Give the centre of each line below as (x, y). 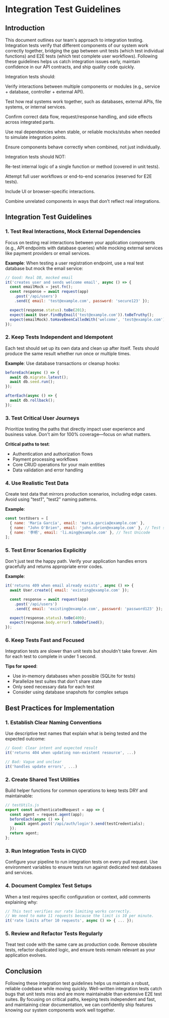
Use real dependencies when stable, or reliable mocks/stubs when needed (83, 132)
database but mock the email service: (44, 268)
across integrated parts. (30, 122)
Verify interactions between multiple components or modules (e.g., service (82, 86)
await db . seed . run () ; (32, 382)
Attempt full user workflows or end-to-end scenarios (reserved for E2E (79, 176)
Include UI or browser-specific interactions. (50, 191)
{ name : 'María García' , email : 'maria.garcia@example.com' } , (77, 523)
